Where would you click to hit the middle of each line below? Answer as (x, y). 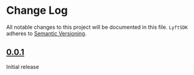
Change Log (37, 10)
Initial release (23, 67)
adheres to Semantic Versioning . (47, 33)
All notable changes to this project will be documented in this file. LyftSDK (97, 27)
